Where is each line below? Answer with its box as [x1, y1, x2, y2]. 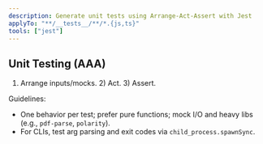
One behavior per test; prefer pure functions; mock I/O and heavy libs [19, 110, 253, 120]
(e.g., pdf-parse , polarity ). [19, 118, 111, 128]
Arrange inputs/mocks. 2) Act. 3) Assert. [19, 78, 157, 88]
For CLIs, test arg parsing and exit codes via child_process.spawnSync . [19, 127, 256, 137]
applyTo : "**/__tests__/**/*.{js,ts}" [8, 19, 140, 28]
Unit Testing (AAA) [8, 57, 106, 70]
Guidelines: [8, 94, 46, 104]
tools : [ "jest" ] [8, 27, 63, 35]
